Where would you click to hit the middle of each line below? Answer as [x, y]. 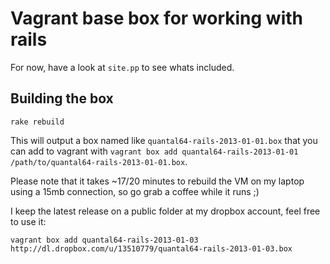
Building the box [62, 98]
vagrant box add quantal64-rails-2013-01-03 [104, 240]
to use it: [28, 221]
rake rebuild [37, 122]
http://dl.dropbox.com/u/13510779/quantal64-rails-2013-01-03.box [151, 248]
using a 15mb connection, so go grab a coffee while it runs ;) [135, 191]
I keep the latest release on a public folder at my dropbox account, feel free [165, 211]
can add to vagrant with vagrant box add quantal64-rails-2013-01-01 [154, 151]
